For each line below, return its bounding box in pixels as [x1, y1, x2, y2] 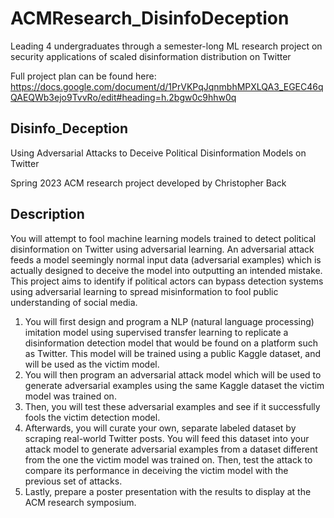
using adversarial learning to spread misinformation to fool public [10, 285, 279, 297]
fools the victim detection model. [24, 411, 161, 423]
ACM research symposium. [24, 496, 137, 508]
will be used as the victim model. [24, 358, 160, 370]
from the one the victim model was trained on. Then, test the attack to [24, 453, 313, 466]
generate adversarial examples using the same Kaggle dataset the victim [24, 379, 325, 391]
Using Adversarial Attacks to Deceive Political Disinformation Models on [10, 147, 307, 159]
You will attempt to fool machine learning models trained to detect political [10, 232, 317, 244]
